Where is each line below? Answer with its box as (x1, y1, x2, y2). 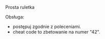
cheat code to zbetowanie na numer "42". (12, 29, 100, 34)
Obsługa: (5, 14, 24, 19)
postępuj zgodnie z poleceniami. (12, 23, 82, 29)
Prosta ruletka (5, 4, 35, 10)
